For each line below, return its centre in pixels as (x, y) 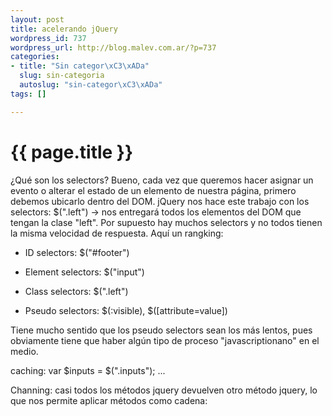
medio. (24, 351)
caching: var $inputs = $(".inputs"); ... (88, 370)
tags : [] (28, 94)
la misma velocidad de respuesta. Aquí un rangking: (117, 233)
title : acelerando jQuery (64, 29)
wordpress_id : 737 (48, 38)
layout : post (37, 19)
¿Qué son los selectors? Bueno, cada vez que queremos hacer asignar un (162, 180)
